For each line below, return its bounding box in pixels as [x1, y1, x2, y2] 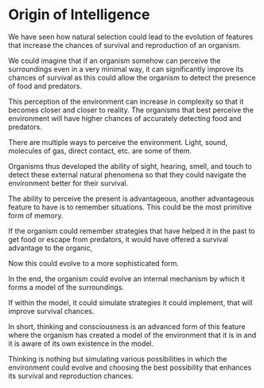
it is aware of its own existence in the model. [8, 339, 154, 348]
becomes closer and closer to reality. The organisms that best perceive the [8, 105, 254, 115]
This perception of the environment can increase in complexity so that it [8, 96, 244, 106]
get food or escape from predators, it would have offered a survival [8, 234, 228, 244]
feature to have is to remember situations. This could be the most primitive [8, 202, 252, 212]
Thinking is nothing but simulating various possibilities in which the [8, 354, 227, 363]
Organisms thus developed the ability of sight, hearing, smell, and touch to [8, 161, 252, 170]
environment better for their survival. [8, 178, 129, 188]
